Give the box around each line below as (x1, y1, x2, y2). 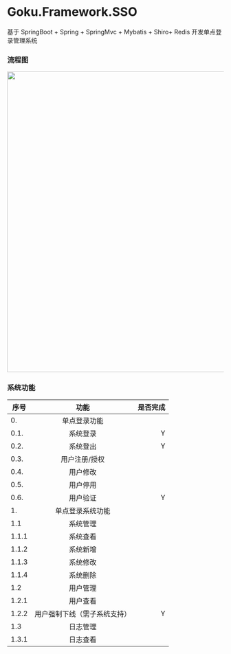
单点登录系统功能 (54, 506, 111, 515)
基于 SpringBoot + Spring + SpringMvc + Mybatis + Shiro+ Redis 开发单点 (7, 27, 217, 36)
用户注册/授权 (60, 454, 105, 464)
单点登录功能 (61, 416, 104, 425)
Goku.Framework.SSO (7, 4, 137, 20)
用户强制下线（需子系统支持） (34, 609, 131, 618)
